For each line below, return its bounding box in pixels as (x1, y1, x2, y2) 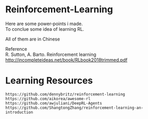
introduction (5, 109, 33, 115)
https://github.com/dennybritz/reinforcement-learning (5, 91, 125, 97)
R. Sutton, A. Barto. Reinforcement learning (5, 51, 97, 57)
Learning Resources (5, 75, 93, 87)
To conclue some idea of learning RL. (5, 26, 84, 32)
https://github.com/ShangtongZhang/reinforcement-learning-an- (5, 105, 144, 110)
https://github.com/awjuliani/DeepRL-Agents (5, 101, 102, 106)
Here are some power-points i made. (5, 21, 83, 27)
